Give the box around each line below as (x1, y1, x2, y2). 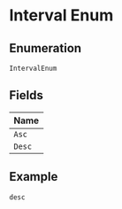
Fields (9, 88, 44, 103)
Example (9, 169, 58, 184)
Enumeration (9, 41, 82, 56)
